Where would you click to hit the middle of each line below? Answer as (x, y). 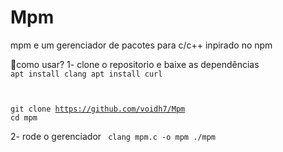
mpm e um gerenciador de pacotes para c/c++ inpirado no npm (141, 45)
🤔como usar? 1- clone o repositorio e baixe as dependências (135, 64)
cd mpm (24, 117)
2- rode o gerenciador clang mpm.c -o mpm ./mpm (113, 136)
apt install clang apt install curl (86, 74)
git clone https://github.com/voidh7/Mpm (98, 109)
